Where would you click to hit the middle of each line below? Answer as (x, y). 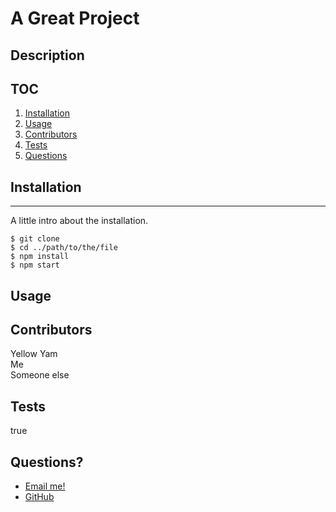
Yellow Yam (34, 354)
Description (47, 55)
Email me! (45, 486)
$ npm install (40, 257)
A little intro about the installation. (79, 221)
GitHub (39, 497)
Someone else (40, 375)
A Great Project (75, 18)
